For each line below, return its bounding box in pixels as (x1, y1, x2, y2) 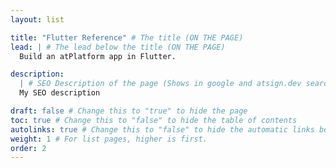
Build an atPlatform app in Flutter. (19, 51, 177, 61)
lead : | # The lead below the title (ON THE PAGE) (10, 42, 226, 52)
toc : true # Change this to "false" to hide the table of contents (10, 115, 298, 125)
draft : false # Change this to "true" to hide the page (10, 106, 248, 116)
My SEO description (19, 88, 101, 98)
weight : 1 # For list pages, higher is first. (10, 134, 208, 144)
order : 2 (10, 143, 47, 153)
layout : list (10, 14, 65, 25)
